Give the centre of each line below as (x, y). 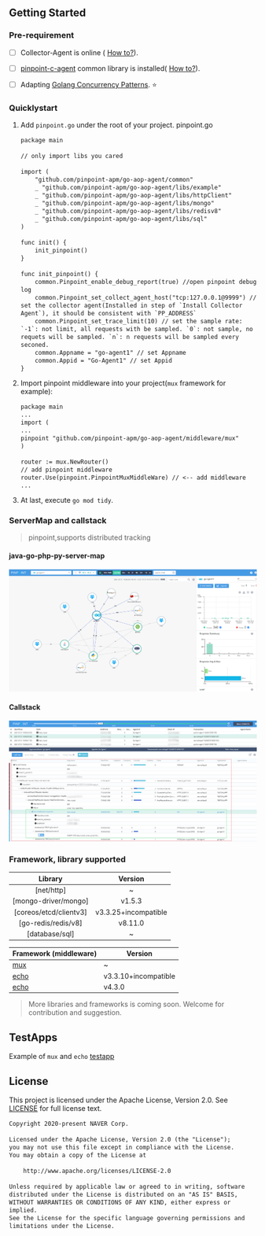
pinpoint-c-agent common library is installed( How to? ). (110, 68)
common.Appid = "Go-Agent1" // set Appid (103, 361)
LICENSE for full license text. (55, 1109)
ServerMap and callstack (58, 521)
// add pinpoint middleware (66, 470)
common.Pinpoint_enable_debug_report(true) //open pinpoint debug (146, 282)
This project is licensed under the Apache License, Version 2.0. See (119, 1100)
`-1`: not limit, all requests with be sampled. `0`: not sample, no (137, 330)
